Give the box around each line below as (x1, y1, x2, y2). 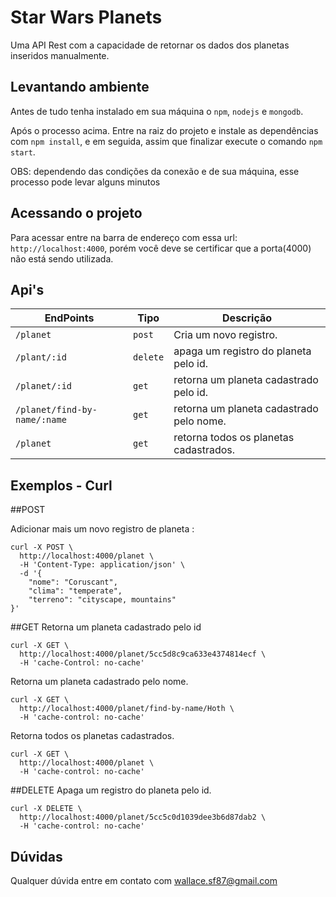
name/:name (15, 414, 67, 426)
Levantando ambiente (10, 79, 150, 96)
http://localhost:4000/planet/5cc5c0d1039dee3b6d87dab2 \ (19, 812, 267, 823)
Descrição (222, 311, 273, 325)
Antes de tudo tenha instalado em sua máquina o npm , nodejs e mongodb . (10, 105, 304, 117)
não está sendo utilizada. (10, 252, 114, 265)
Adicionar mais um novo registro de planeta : (10, 523, 195, 535)
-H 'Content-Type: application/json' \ (19, 560, 186, 570)
